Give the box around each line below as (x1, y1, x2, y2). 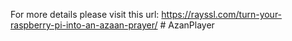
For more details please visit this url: (10, 9, 160, 20)
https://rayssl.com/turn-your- (161, 9, 283, 20)
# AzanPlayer (159, 19, 215, 31)
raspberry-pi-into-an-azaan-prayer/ (10, 19, 158, 31)
